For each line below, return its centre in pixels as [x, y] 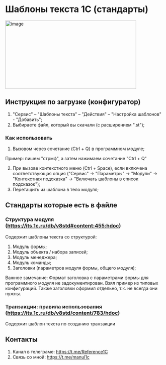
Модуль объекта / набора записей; [50, 252]
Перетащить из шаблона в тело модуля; [56, 190]
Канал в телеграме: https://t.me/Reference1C [60, 351]
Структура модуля [30, 219]
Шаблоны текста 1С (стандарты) [77, 9]
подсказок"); [26, 184]
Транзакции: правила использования [54, 306]
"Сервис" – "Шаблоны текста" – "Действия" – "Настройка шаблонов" [87, 114]
